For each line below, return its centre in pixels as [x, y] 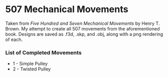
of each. [14, 40]
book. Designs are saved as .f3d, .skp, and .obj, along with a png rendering [84, 34]
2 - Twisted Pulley [32, 69]
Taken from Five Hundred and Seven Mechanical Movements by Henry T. [82, 23]
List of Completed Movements [43, 53]
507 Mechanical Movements [67, 9]
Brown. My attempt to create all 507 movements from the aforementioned [82, 28]
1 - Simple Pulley [30, 64]
